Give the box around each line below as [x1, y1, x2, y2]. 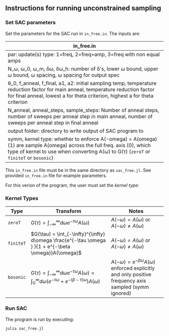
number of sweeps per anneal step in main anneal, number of [8, 113, 153, 120]
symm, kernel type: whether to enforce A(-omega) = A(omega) [8, 135, 157, 142]
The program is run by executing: [5, 316, 74, 322]
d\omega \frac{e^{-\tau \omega [31, 237, 106, 244]
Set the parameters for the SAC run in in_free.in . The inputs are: [5, 30, 141, 37]
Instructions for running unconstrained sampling [5, 4, 161, 13]
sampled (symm [111, 283, 149, 290]
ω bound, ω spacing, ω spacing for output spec [8, 71, 120, 78]
